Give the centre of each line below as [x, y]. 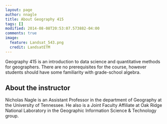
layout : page [19, 10]
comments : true [21, 33]
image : [12, 38]
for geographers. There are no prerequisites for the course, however [76, 67]
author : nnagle [21, 15]
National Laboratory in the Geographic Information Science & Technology [81, 110]
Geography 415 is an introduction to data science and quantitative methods [83, 61]
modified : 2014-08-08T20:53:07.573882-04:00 [52, 29]
